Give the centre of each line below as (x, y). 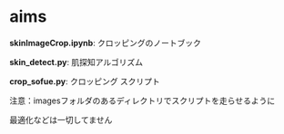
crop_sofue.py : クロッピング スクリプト (85, 81)
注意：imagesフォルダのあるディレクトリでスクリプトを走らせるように (142, 100)
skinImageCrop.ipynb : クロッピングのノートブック (106, 43)
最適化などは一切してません (61, 120)
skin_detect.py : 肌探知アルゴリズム (76, 62)
